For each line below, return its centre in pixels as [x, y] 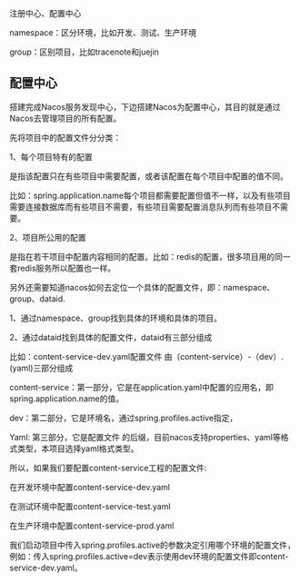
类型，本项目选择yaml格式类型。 [78, 449]
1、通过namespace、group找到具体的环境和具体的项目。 [116, 318]
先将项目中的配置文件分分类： [65, 137]
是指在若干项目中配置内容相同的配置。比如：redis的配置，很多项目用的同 [146, 256]
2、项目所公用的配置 [48, 237]
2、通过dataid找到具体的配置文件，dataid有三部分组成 [111, 337]
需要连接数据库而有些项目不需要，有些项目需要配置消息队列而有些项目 [141, 206]
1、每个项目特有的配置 [51, 156]
